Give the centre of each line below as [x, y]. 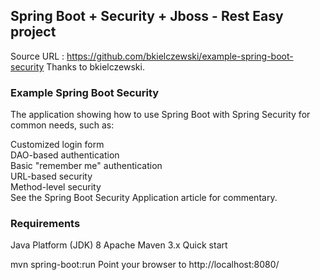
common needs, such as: [62, 125]
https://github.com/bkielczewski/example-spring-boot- [180, 56]
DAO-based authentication [65, 155]
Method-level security [56, 187]
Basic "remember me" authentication [86, 166]
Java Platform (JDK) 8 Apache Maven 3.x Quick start [119, 245]
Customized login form [57, 145]
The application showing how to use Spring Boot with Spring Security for [160, 115]
